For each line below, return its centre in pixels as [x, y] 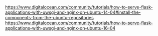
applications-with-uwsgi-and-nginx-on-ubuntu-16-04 [60, 28]
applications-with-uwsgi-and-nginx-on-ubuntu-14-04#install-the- [73, 12]
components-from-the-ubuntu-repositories [49, 18]
